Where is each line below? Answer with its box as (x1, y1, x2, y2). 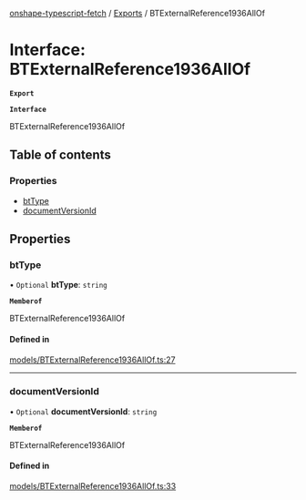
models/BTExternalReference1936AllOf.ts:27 (9, 354, 176, 365)
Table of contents (9, 148, 111, 163)
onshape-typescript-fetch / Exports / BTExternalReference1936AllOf (9, 8, 266, 18)
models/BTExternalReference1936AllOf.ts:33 (9, 481, 177, 492)
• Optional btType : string (9, 280, 107, 291)
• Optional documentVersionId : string (9, 405, 158, 417)
